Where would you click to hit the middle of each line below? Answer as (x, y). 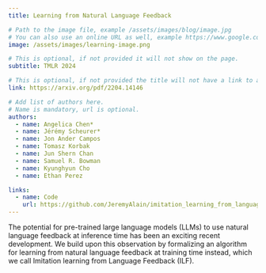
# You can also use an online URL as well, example (95, 37)
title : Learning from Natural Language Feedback (90, 15)
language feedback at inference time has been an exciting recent (114, 235)
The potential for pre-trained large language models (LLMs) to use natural (129, 227)
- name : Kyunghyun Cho (53, 168)
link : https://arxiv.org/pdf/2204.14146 (76, 88)
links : (19, 190)
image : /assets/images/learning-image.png (79, 44)
